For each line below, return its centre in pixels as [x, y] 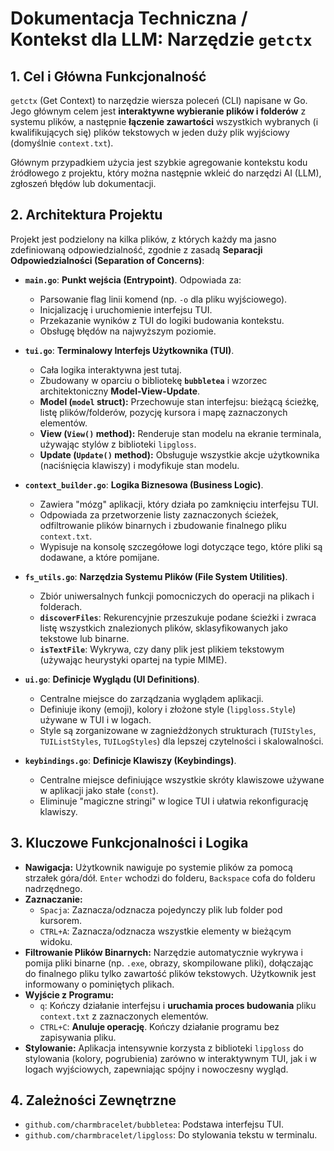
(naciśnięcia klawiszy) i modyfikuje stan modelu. [139, 465]
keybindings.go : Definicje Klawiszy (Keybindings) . [130, 760]
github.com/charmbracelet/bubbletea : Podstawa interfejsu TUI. [154, 1124]
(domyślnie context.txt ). [62, 143]
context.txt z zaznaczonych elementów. [124, 1016]
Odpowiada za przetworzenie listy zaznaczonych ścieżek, [159, 514]
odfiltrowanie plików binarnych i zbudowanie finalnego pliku [163, 525]
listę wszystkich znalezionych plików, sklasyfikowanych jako [163, 628]
